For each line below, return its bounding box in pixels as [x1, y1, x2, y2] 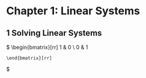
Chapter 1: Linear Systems [6, 4, 140, 18]
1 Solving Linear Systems [6, 28, 102, 38]
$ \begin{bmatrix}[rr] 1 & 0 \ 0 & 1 [6, 43, 88, 51]
